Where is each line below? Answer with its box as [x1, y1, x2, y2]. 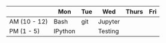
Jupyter [98, 18, 120, 25]
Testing [98, 27, 119, 35]
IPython [53, 27, 76, 35]
